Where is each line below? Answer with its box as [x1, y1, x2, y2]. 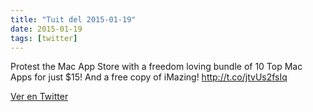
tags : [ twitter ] [10, 33, 78, 43]
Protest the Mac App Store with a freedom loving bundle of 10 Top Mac [10, 61, 303, 73]
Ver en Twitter [10, 91, 69, 103]
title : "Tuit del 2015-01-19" [10, 14, 137, 25]
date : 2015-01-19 [10, 24, 83, 34]
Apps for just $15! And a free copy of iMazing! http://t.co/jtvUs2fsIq [10, 71, 288, 83]
